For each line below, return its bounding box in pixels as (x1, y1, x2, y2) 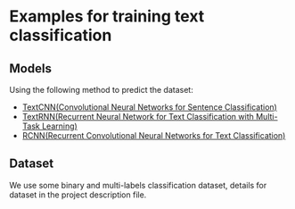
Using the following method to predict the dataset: (9, 85, 193, 95)
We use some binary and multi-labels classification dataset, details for (9, 180, 267, 190)
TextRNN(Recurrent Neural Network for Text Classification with (21, 112, 254, 121)
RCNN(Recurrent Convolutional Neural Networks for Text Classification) (21, 130, 286, 140)
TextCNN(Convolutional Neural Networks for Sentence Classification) (21, 102, 278, 113)
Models (9, 61, 52, 76)
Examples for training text (9, 6, 205, 27)
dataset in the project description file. (9, 189, 147, 200)
